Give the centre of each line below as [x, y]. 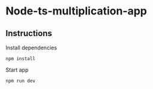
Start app [17, 70]
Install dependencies [31, 48]
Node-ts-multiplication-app [76, 11]
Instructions [29, 33]
